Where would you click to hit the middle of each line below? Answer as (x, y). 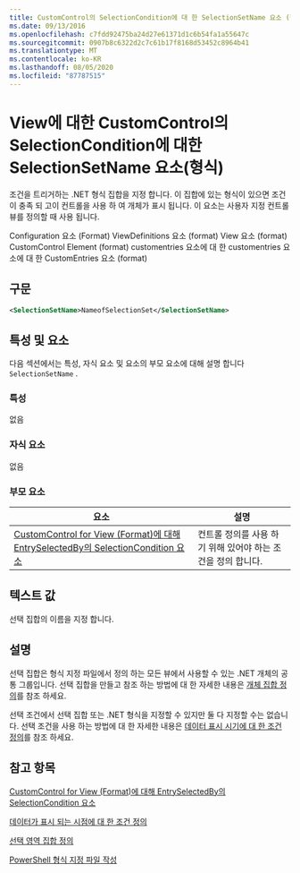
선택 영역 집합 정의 (42, 840)
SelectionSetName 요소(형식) (117, 167)
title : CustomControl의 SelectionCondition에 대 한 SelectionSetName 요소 (146, 17)
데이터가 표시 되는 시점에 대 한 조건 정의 (78, 821)
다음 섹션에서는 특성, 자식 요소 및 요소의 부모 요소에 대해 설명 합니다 (127, 364)
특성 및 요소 (39, 340)
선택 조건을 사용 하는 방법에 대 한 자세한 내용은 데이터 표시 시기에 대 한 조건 (152, 725)
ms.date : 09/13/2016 (48, 26)
